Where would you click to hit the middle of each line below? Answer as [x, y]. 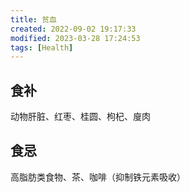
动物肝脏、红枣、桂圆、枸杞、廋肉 [80, 117]
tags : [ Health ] [42, 47]
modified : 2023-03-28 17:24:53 [75, 38]
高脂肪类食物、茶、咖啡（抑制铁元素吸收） [98, 177]
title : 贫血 [33, 19]
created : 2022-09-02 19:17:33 [73, 29]
